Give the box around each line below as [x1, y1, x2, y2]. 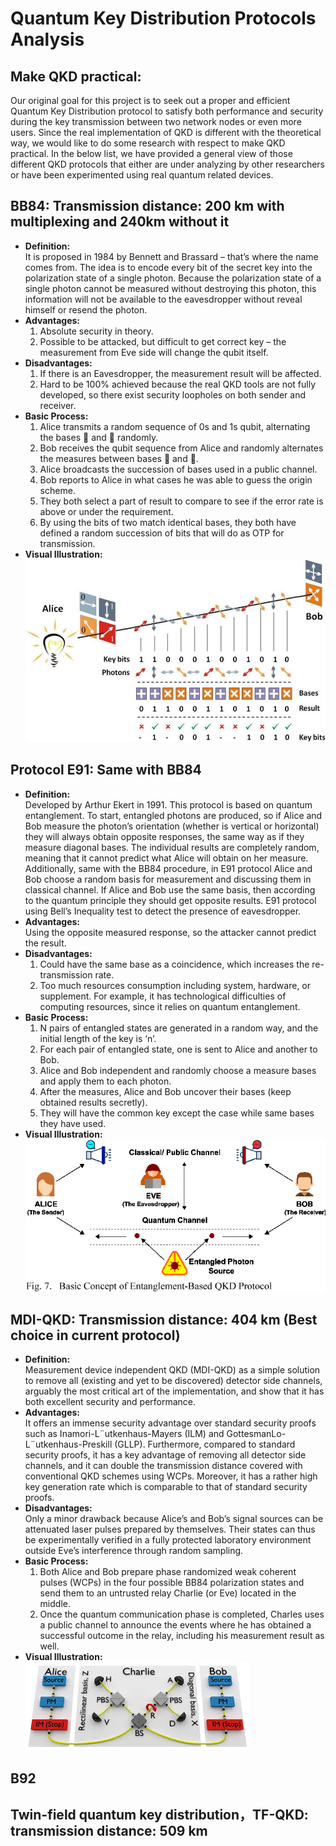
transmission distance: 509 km [10, 1822, 208, 1839]
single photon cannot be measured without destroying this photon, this [24, 282, 317, 294]
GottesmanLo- [226, 1428, 287, 1440]
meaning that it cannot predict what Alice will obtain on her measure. [24, 852, 309, 864]
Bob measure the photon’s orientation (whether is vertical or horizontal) [24, 820, 320, 832]
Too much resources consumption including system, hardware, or [39, 979, 312, 991]
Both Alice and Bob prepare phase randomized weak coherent [39, 1566, 297, 1578]
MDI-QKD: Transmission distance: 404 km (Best [10, 1311, 318, 1328]
